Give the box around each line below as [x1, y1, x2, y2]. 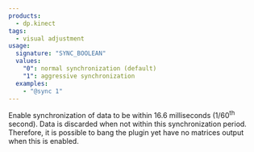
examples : [15, 79, 48, 87]
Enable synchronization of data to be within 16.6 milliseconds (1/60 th [8, 109, 235, 120]
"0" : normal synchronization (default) [23, 65, 157, 73]
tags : [8, 27, 27, 35]
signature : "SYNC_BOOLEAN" [15, 49, 106, 57]
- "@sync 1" [23, 87, 63, 95]
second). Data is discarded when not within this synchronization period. [8, 119, 248, 129]
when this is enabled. [8, 137, 79, 146]
